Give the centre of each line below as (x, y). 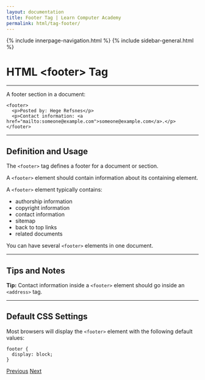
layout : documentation (35, 12)
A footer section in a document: (46, 95)
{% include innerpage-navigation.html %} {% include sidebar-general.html (100, 41)
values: (15, 338)
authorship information (44, 201)
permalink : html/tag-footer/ (43, 23)
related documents (39, 234)
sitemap (25, 221)
